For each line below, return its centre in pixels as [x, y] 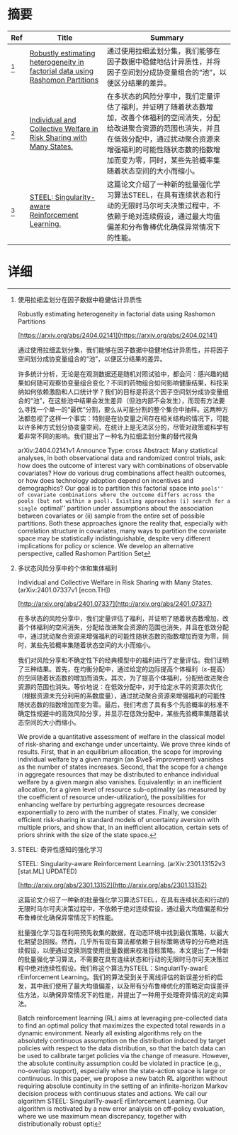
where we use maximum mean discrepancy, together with [102, 1116]
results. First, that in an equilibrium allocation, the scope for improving [119, 752]
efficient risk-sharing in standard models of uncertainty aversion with [118, 819]
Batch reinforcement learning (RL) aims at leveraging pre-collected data [123, 1018]
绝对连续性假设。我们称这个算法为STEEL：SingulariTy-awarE [119, 968]
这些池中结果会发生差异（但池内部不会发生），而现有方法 [137, 400]
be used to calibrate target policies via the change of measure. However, [124, 1055]
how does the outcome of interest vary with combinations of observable [123, 465]
